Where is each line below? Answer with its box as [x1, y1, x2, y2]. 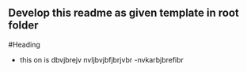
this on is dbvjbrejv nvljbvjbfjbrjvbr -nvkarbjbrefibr [19, 55, 184, 64]
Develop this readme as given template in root [8, 6, 239, 20]
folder [8, 19, 39, 32]
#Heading [8, 40, 41, 49]
